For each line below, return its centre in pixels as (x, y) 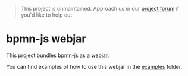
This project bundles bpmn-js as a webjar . (58, 55)
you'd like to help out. (47, 15)
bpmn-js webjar (46, 39)
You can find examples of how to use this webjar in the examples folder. (94, 66)
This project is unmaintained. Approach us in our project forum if (100, 9)
